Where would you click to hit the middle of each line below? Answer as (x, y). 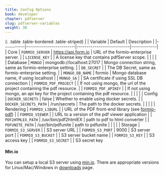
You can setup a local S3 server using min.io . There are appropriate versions (82, 162)
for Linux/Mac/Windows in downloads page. (50, 168)
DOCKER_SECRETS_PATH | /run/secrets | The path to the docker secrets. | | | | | (80, 104)
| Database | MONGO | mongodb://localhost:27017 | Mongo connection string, (81, 63)
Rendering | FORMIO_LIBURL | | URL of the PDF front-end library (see (72, 109)
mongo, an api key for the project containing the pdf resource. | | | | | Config (81, 94)
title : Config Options (28, 10)
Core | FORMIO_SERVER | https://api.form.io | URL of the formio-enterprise (80, 52)
